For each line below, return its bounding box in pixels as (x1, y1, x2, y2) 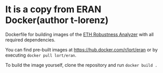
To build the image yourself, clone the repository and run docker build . (5, 62, 158, 68)
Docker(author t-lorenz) (5, 14, 108, 26)
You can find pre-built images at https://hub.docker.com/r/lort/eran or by (5, 46, 158, 53)
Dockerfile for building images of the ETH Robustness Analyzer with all (5, 31, 154, 37)
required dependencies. (5, 37, 56, 43)
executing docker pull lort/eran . (5, 52, 76, 58)
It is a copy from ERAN (5, 4, 102, 15)
